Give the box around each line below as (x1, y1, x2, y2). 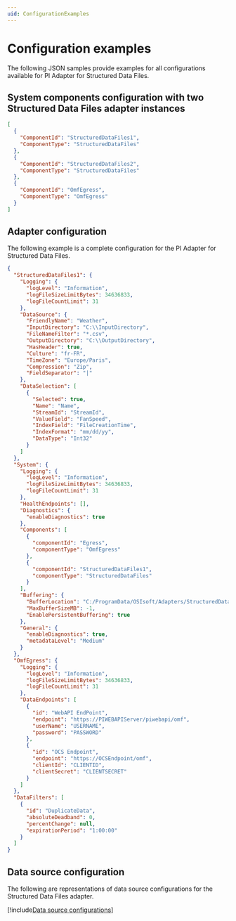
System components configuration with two (7, 91, 204, 103)
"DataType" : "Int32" (32, 435, 93, 443)
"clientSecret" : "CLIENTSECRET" (32, 768, 128, 775)
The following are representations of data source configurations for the (7, 884, 213, 893)
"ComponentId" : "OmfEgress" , (20, 187, 105, 194)
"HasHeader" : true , (25, 344, 83, 351)
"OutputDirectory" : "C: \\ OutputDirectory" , (25, 337, 156, 344)
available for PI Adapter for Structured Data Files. (7, 71, 150, 79)
